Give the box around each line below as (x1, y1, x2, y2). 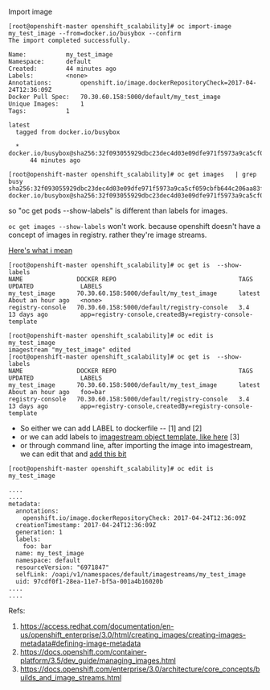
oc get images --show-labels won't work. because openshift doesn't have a (8, 222, 261, 231)
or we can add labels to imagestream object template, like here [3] (19, 432, 239, 442)
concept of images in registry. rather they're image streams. (8, 230, 207, 239)
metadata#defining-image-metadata (19, 638, 141, 648)
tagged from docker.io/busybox (15, 128, 121, 136)
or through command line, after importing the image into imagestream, (19, 441, 253, 450)
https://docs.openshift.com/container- (19, 647, 147, 656)
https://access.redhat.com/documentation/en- (19, 621, 174, 631)
